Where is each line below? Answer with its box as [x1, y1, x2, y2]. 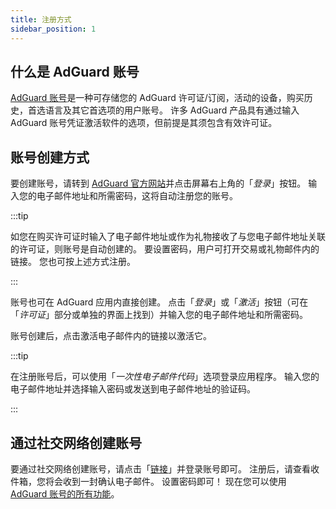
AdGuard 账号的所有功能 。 [10, 487, 120, 500]
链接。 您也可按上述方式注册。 [10, 256, 136, 268]
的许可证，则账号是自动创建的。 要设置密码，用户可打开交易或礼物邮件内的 [10, 243, 320, 255]
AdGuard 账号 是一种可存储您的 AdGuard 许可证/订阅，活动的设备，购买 [10, 92, 305, 104]
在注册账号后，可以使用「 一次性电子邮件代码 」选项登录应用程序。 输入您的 [10, 371, 320, 383]
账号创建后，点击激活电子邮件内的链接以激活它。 [10, 330, 212, 342]
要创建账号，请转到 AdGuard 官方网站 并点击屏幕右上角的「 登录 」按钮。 [10, 177, 307, 190]
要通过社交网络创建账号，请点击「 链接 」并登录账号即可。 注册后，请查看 [10, 462, 311, 475]
